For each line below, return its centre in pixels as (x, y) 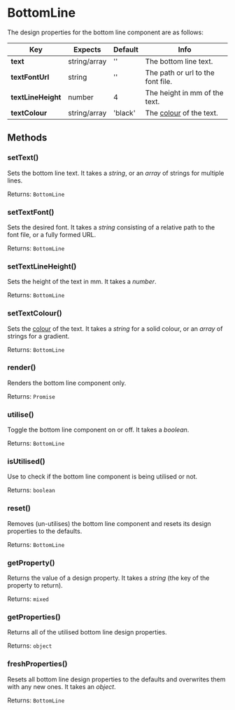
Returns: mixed (28, 599)
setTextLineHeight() (42, 266)
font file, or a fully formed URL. (52, 234)
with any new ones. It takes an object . (62, 686)
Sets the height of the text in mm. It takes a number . (82, 282)
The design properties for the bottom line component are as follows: (106, 32)
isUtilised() (26, 462)
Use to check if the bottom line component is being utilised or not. (102, 476)
